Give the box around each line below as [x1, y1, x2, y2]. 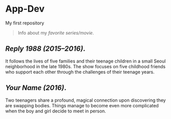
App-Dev [5, 3, 45, 15]
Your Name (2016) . [5, 83, 67, 92]
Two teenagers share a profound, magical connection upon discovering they [5, 97, 166, 103]
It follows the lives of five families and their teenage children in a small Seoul [5, 58, 166, 64]
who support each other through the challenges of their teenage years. [5, 69, 155, 75]
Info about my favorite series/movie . [17, 29, 94, 36]
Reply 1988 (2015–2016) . [5, 44, 86, 53]
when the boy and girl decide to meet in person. [5, 108, 106, 114]
